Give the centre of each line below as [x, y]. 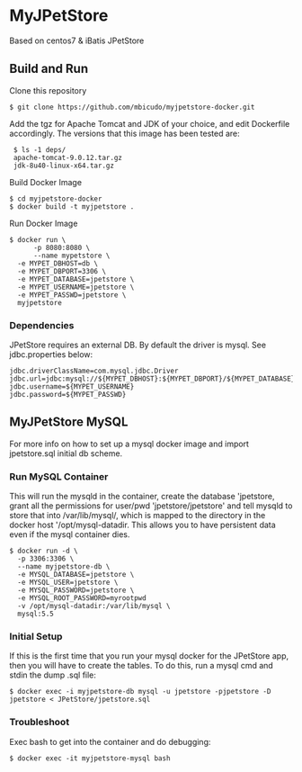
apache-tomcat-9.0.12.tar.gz [68, 157]
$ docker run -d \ [44, 551]
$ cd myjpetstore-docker [56, 199]
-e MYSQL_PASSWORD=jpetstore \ [76, 590]
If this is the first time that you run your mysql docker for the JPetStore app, [149, 656]
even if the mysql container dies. [70, 534]
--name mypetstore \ [71, 256]
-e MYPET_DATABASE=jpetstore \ [76, 279]
